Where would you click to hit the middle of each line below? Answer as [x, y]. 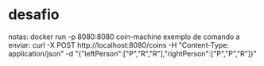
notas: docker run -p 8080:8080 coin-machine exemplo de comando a [124, 37]
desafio [34, 15]
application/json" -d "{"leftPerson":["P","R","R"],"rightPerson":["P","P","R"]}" [132, 53]
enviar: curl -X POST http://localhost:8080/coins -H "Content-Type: [118, 45]
